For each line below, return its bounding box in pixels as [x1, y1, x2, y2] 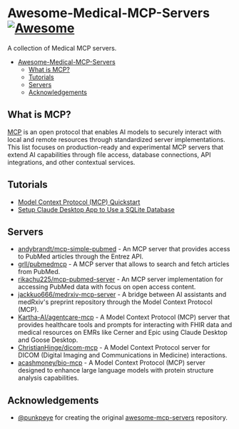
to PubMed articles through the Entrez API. [17, 252, 144, 261]
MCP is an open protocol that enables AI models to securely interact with [7, 127, 222, 136]
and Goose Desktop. [17, 335, 78, 344]
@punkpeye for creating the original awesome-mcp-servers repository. [17, 413, 228, 422]
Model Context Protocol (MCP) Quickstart [17, 198, 141, 206]
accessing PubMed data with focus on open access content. [17, 283, 196, 291]
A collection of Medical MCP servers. [7, 44, 117, 52]
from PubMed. [17, 268, 61, 276]
